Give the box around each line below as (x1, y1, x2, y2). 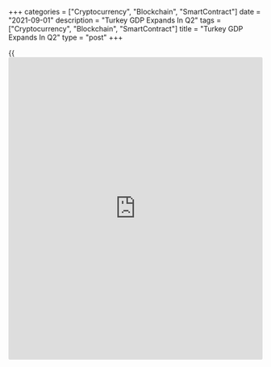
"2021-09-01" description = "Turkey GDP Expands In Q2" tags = (8, 15, 222, 25)
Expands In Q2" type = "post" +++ (8, 32, 123, 42)
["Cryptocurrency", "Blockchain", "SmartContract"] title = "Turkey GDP (8, 24, 244, 33)
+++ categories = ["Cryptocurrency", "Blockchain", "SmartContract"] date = (8, 7, 261, 16)
